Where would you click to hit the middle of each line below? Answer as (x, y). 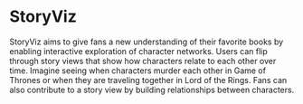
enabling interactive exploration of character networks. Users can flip (139, 51)
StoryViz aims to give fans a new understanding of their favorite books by (147, 42)
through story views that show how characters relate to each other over (143, 61)
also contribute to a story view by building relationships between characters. (152, 90)
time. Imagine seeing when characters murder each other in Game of (138, 71)
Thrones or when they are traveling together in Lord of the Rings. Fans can (148, 80)
